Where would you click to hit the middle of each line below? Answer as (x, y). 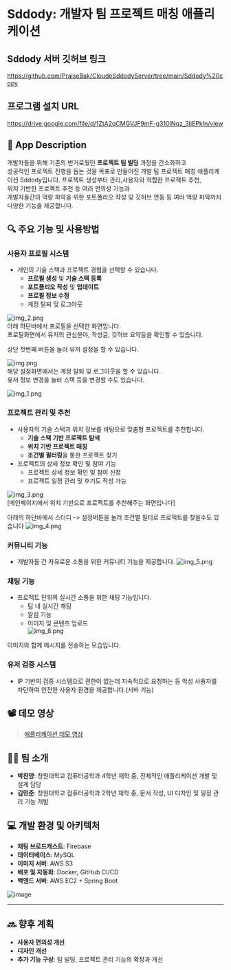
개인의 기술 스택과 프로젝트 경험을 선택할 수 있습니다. (88, 270)
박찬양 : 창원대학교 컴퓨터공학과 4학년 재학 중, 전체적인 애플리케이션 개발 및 (117, 776)
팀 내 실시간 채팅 (49, 606)
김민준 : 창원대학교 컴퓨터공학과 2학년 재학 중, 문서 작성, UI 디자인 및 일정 (114, 793)
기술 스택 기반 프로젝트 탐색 (64, 438)
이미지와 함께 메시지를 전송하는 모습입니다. (64, 645)
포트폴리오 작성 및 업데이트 (63, 287)
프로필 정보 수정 (48, 296)
